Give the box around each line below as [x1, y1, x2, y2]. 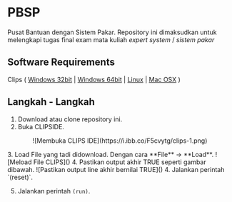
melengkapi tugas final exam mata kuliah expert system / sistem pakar [7, 35, 215, 44]
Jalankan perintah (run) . [17, 186, 91, 195]
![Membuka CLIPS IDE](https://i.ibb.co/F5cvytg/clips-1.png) [32, 136, 208, 145]
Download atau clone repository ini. [17, 115, 123, 123]
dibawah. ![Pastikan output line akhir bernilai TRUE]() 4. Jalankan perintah [7, 165, 225, 173]
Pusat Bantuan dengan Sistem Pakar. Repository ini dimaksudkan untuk [7, 28, 217, 36]
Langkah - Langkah [7, 96, 95, 108]
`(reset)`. [7, 173, 34, 181]
